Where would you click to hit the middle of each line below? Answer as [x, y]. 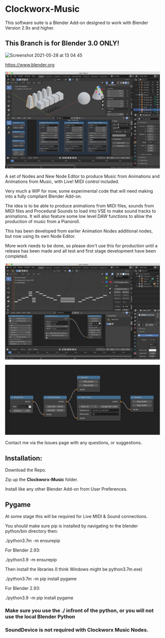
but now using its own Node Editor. [41, 236]
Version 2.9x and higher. [30, 28]
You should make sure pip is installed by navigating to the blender [72, 526]
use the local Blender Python [40, 616]
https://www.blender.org [30, 64]
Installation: [24, 458]
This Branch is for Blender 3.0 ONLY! [62, 43]
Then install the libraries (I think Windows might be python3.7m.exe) [74, 569]
